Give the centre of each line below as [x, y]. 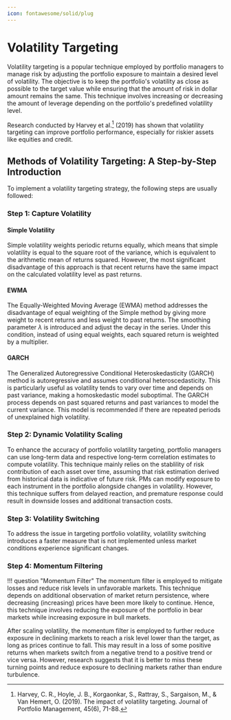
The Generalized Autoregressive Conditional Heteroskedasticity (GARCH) [111, 373]
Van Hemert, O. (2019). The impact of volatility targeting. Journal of [112, 701]
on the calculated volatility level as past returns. [75, 274]
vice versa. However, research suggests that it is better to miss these [105, 660]
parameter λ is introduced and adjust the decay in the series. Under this [109, 327]
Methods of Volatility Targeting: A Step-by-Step [112, 161]
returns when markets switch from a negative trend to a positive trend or [110, 653]
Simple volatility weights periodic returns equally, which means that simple [113, 246]
